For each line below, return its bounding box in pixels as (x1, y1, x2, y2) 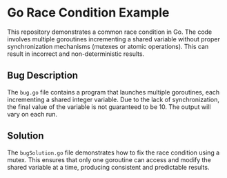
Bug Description (7, 70, 78, 81)
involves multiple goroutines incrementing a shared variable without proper (7, 34, 221, 43)
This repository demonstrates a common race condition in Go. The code (7, 28, 213, 36)
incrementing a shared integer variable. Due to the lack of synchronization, (7, 95, 219, 103)
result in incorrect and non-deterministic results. (7, 50, 145, 58)
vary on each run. (7, 110, 57, 118)
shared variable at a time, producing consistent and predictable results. (7, 163, 210, 171)
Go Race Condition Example (7, 5, 170, 21)
